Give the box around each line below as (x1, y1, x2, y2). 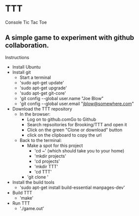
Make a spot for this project (27, 143, 83, 148)
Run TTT (12, 200, 31, 206)
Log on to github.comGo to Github (27, 116, 97, 122)
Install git (12, 69, 31, 75)
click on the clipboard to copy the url (27, 132, 102, 138)
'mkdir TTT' (34, 163, 58, 169)
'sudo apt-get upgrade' (19, 85, 68, 91)
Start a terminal (19, 74, 51, 80)
